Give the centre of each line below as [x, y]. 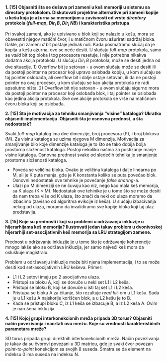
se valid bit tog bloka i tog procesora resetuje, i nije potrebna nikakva [76, 55]
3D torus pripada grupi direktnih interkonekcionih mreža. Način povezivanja [83, 338]
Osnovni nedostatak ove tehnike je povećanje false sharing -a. [76, 180]
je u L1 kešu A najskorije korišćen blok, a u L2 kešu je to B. [72, 298]
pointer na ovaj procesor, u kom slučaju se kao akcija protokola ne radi [77, 83]
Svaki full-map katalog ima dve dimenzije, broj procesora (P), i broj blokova [82, 133]
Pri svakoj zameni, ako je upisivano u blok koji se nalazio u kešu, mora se [80, 34]
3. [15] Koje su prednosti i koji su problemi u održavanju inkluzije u [75, 221]
